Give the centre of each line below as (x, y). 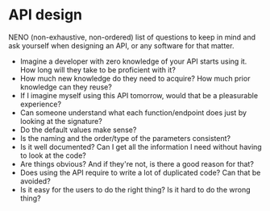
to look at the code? (53, 155)
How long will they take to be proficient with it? (98, 69)
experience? (41, 104)
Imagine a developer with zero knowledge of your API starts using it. (133, 61)
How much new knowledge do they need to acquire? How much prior (135, 78)
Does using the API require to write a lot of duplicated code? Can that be (140, 172)
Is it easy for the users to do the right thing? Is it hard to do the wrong (135, 189)
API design (46, 15)
